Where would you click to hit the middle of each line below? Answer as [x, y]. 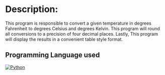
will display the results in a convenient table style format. [64, 39]
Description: [32, 9]
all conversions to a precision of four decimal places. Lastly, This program [82, 34]
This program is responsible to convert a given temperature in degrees [78, 23]
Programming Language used [53, 55]
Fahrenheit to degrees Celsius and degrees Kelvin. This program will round [82, 28]
